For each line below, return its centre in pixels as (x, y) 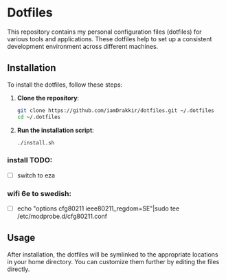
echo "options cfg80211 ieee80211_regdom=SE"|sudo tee (98, 208)
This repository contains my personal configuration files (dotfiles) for (104, 32)
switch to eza (36, 175)
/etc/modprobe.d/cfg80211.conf (62, 216)
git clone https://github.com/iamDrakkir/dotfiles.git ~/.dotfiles (115, 110)
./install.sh (36, 142)
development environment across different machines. (83, 46)
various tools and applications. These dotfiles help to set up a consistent (110, 39)
